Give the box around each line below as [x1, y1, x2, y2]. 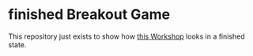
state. [8, 39, 27, 49]
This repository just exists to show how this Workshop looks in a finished [8, 32, 245, 41]
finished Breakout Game [8, 6, 171, 24]
